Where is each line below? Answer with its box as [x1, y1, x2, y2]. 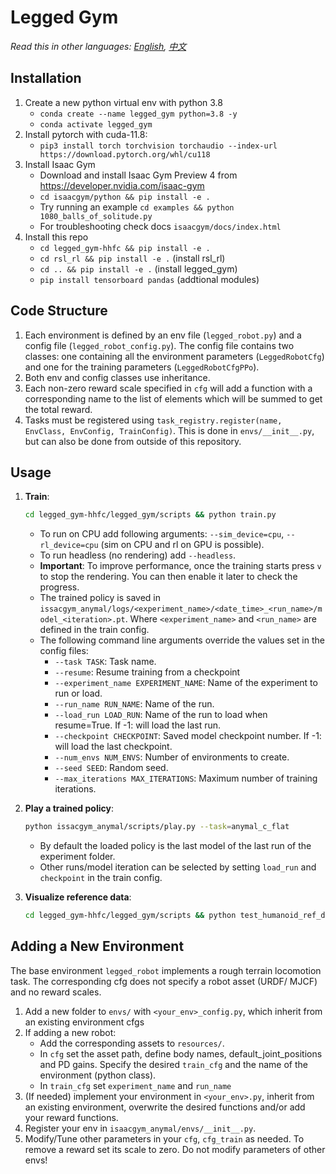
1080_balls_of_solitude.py [39, 211, 153, 221]
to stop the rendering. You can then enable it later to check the [39, 571, 298, 583]
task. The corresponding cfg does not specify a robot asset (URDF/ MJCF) [10, 975, 318, 987]
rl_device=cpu [39, 541, 99, 551]
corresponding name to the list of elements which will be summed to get [24, 392, 323, 405]
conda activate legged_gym [39, 119, 153, 130]
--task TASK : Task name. [54, 656, 157, 668]
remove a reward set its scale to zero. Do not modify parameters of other [24, 1143, 326, 1155]
